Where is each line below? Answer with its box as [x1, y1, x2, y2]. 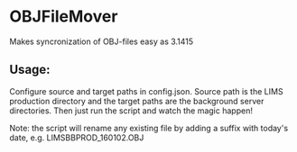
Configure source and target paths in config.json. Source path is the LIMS [9, 85, 283, 96]
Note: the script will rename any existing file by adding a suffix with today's [9, 122, 289, 133]
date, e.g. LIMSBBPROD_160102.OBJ [9, 132, 144, 143]
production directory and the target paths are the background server [9, 95, 265, 106]
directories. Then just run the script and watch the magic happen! [9, 105, 253, 116]
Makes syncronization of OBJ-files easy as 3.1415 [9, 36, 194, 47]
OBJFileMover [9, 6, 118, 27]
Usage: [9, 62, 51, 77]
